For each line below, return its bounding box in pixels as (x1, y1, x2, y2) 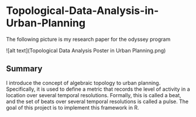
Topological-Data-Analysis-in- (6, 4, 159, 17)
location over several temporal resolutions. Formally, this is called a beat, (6, 91, 181, 98)
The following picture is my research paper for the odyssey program (6, 36, 171, 42)
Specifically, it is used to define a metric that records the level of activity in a (6, 86, 190, 93)
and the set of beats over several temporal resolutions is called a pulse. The (6, 98, 189, 105)
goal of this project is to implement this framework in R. (6, 104, 139, 111)
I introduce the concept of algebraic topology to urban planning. (6, 79, 161, 86)
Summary (6, 64, 43, 74)
